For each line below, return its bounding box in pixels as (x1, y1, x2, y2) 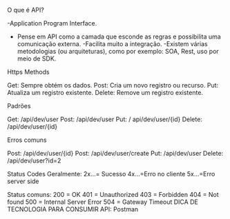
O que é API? (7, 6, 45, 14)
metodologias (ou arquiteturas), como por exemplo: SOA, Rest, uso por (17, 48, 219, 55)
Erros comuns (7, 136, 47, 144)
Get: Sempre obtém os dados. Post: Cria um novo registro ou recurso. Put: (7, 81, 219, 89)
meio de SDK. (17, 54, 57, 63)
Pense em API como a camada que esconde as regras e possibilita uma (17, 32, 221, 41)
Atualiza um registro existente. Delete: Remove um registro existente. (7, 89, 204, 96)
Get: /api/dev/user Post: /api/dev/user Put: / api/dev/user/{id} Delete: (7, 115, 202, 123)
